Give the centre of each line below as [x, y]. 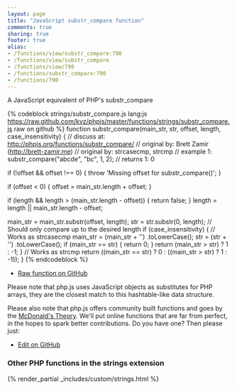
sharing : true [28, 34]
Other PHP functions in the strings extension [86, 363]
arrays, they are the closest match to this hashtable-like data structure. [111, 295]
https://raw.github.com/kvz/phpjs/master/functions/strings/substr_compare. [119, 121]
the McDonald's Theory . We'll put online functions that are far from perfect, [118, 316]
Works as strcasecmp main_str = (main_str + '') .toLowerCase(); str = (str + [117, 237]
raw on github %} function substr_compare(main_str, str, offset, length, [117, 129]
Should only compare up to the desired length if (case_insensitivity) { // [111, 229]
